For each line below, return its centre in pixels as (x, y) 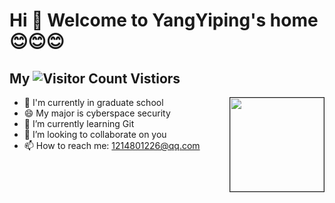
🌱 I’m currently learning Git (79, 123)
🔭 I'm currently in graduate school (93, 102)
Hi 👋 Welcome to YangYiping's (138, 20)
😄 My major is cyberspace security (97, 113)
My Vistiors (95, 78)
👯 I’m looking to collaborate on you (95, 134)
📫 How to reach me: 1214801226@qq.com (112, 145)
